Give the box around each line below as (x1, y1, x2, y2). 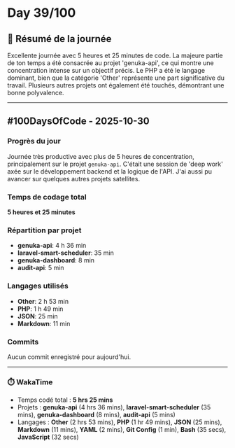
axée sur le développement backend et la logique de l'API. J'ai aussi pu (7, 167, 212, 176)
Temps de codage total (7, 192, 87, 202)
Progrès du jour (7, 136, 61, 146)
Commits (7, 337, 39, 346)
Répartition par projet (7, 225, 82, 235)
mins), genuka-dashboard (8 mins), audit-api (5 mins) (17, 411, 176, 419)
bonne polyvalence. (7, 89, 64, 97)
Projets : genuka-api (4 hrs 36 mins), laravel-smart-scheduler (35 (17, 403, 211, 412)
